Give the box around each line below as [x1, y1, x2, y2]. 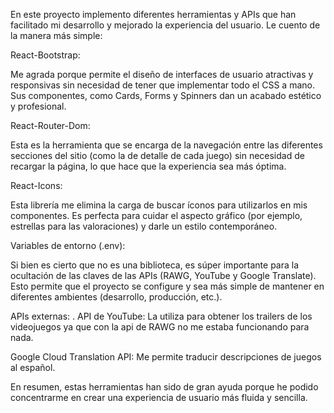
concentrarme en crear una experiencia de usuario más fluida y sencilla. [10, 392, 308, 403]
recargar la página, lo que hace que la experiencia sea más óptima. [10, 160, 287, 172]
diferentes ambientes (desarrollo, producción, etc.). [10, 291, 223, 303]
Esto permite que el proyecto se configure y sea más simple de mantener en [10, 280, 325, 292]
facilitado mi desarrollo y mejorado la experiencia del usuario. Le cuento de [10, 19, 321, 31]
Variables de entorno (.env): [10, 240, 126, 251]
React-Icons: [10, 180, 63, 191]
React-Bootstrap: [10, 49, 81, 61]
